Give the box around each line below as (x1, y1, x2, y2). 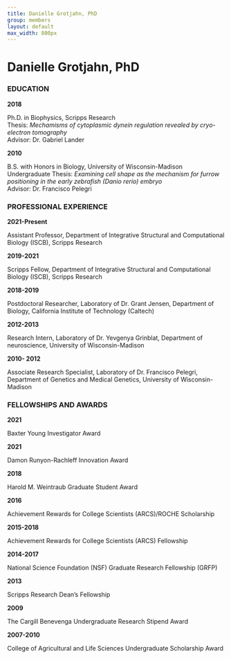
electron (7, 128, 31, 136)
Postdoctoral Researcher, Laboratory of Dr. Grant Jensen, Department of (7, 300, 214, 308)
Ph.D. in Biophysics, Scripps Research (7, 113, 115, 121)
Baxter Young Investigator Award (7, 429, 101, 438)
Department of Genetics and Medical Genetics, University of (7, 375, 180, 384)
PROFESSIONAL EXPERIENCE (7, 202, 109, 212)
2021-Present (7, 218, 48, 226)
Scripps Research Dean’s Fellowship (7, 590, 111, 599)
